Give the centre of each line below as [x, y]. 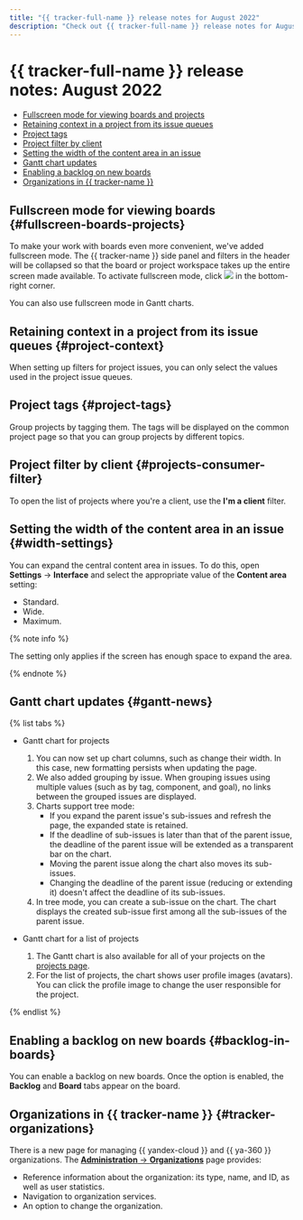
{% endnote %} [38, 673]
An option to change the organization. [92, 1206]
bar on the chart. [80, 855]
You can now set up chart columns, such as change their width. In [158, 758]
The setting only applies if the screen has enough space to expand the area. [151, 656]
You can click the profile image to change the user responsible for [158, 985]
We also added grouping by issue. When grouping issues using [153, 778]
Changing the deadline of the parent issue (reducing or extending [171, 883]
